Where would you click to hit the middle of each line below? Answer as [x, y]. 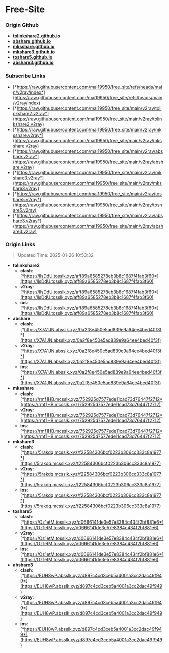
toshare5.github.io [32, 57]
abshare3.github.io [33, 63]
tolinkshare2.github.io [36, 36]
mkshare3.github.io [34, 52]
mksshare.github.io [33, 47]
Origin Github [22, 25]
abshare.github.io [32, 41]
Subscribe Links [25, 76]
